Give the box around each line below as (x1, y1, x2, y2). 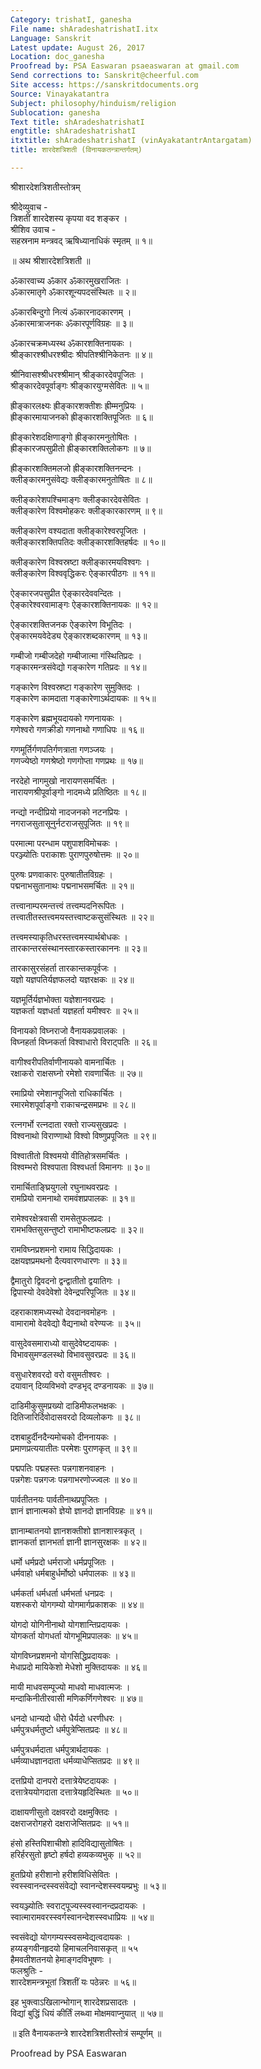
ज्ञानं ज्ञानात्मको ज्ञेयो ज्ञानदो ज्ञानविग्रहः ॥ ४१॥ (10, 1504, 153, 1516)
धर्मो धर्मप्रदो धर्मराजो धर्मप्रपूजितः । (10, 1556, 115, 1568)
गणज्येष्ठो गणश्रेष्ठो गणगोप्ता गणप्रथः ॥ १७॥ (10, 754, 143, 766)
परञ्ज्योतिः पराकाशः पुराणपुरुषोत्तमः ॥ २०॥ (10, 848, 140, 860)
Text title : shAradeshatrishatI (10, 117, 145, 127)
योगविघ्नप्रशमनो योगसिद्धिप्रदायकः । (10, 1649, 119, 1661)
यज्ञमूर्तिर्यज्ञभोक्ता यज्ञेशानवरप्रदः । (10, 993, 115, 1005)
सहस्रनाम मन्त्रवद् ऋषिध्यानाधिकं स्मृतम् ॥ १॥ (10, 234, 153, 246)
